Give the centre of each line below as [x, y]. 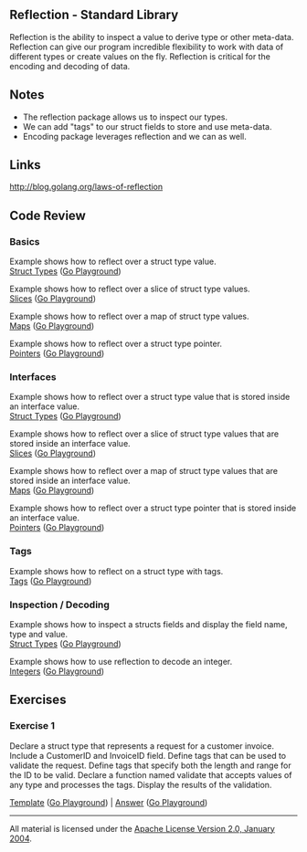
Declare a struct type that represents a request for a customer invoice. [142, 746]
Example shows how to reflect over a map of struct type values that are [144, 471]
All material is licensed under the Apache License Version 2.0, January [143, 828]
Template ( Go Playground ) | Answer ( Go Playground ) [109, 802]
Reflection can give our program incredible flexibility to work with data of [147, 47]
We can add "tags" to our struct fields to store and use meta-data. [147, 126]
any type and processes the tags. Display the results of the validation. [141, 784]
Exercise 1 [32, 726]
